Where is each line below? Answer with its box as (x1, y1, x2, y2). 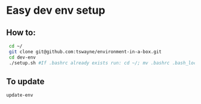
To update (6, 76, 45, 87)
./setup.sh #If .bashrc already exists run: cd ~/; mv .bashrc (8, 60, 170, 66)
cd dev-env (8, 54, 36, 60)
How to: (6, 27, 36, 38)
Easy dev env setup (6, 4, 106, 17)
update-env (6, 92, 33, 99)
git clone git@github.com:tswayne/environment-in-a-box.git (8, 48, 162, 54)
